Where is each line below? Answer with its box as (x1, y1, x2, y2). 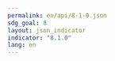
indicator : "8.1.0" (7, 33, 72, 42)
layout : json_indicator (7, 26, 86, 34)
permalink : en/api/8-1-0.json (7, 11, 108, 20)
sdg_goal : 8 (7, 19, 47, 27)
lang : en (7, 41, 36, 49)
